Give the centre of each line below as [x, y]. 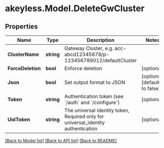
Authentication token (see [94, 96]
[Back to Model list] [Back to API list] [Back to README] [61, 141]
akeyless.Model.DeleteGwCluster [75, 9]
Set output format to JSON [95, 82]
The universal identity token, [97, 110]
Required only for [84, 116]
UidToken [19, 120]
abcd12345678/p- [87, 54]
